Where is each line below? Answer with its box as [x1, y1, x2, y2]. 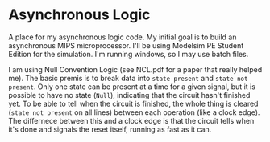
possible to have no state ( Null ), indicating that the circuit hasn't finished [8, 90, 251, 99]
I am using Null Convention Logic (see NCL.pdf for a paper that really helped [8, 64, 263, 74]
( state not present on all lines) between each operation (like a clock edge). [8, 107, 260, 117]
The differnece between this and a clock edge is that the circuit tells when [8, 116, 255, 125]
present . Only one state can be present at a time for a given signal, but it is [8, 82, 256, 91]
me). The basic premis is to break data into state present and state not [8, 73, 248, 83]
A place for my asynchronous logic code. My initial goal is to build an [8, 32, 237, 42]
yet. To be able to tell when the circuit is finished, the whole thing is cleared [8, 99, 259, 108]
